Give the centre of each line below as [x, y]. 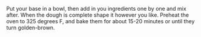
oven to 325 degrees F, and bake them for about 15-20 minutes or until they [100, 21]
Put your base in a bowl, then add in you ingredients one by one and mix [96, 9]
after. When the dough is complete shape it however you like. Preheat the [98, 15]
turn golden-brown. [31, 27]
